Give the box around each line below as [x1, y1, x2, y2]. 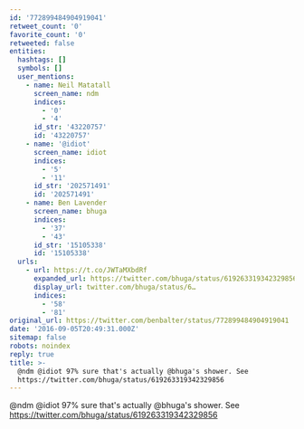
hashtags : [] [17, 55, 67, 64]
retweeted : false [9, 38, 75, 48]
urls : [17, 257, 39, 267]
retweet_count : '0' [9, 22, 83, 31]
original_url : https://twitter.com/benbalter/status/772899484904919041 [9, 316, 290, 326]
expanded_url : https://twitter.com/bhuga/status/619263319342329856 [33, 274, 298, 283]
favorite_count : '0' [9, 30, 88, 39]
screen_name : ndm [33, 89, 100, 98]
